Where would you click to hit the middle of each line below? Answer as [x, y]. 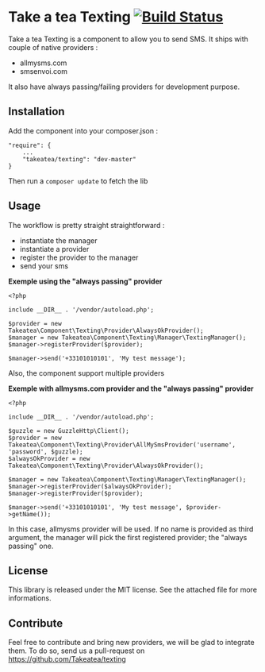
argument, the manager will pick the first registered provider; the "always [128, 537]
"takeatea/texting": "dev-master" [79, 159]
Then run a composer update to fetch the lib [78, 181]
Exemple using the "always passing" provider [85, 281]
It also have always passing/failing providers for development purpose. [124, 87]
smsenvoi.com [44, 71]
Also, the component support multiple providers [86, 373]
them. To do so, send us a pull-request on [77, 651]
